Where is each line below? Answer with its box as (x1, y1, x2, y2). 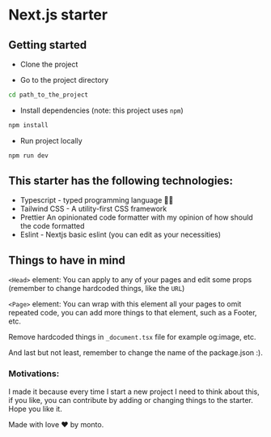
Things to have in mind (8, 253, 125, 267)
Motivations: (8, 368, 60, 379)
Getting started (8, 38, 87, 52)
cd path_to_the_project (8, 91, 89, 99)
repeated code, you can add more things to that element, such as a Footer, (8, 308, 257, 318)
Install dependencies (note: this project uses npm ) (19, 105, 184, 115)
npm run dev (8, 152, 49, 160)
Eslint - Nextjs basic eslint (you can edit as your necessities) (19, 229, 221, 240)
